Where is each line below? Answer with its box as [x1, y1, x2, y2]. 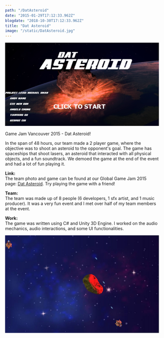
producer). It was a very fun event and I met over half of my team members [5, 200, 156, 206]
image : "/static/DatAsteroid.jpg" [5, 28, 76, 34]
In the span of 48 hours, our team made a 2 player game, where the [5, 140, 142, 146]
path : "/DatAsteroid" [5, 8, 49, 13]
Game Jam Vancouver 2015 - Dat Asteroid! [5, 131, 91, 137]
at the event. [5, 205, 30, 212]
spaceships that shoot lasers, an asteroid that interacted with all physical [5, 150, 151, 156]
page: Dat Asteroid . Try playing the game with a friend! [5, 180, 116, 186]
